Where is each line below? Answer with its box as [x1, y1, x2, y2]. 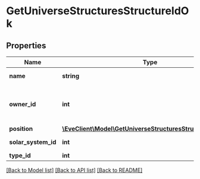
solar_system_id [9, 138, 57, 146]
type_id [9, 152, 31, 159]
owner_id [9, 100, 36, 108]
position [9, 125, 33, 133]
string [62, 72, 80, 80]
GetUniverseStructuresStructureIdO [6, 4, 189, 18]
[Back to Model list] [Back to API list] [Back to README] [6, 167, 143, 174]
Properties [6, 40, 46, 51]
